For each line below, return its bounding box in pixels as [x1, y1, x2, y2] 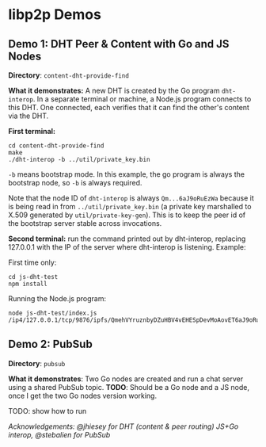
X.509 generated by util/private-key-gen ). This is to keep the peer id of [8, 210, 246, 220]
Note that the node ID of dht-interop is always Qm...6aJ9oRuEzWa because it [8, 193, 255, 203]
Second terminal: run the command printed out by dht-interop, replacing [8, 234, 246, 243]
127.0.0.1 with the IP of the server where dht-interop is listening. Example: [8, 243, 247, 251]
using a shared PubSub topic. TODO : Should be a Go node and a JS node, [8, 382, 250, 392]
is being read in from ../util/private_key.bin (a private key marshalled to [8, 202, 252, 211]
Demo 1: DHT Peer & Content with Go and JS [8, 37, 230, 51]
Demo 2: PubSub [8, 338, 93, 351]
